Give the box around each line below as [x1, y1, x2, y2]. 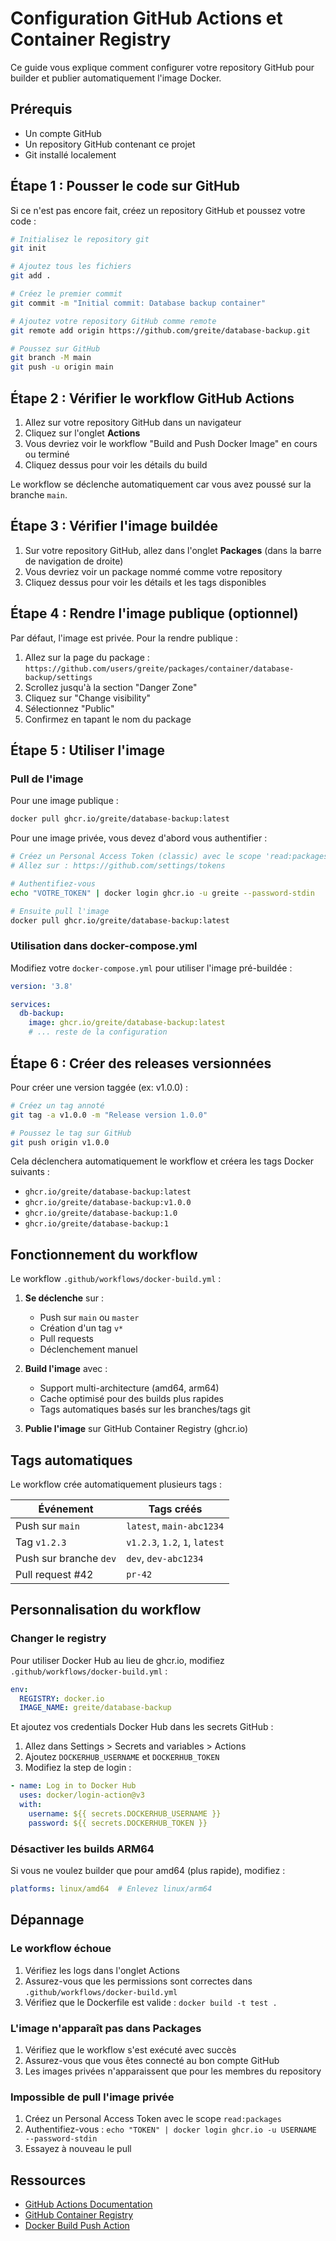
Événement [38, 1502, 94, 1516]
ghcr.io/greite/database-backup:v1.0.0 [24, 1198, 192, 1208]
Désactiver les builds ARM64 [10, 1842, 155, 1856]
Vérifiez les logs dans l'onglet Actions [24, 1964, 180, 1976]
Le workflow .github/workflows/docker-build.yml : [10, 1273, 222, 1285]
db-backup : [19, 1008, 65, 1019]
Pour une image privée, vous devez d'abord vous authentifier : [10, 832, 268, 844]
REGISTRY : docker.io [19, 1693, 105, 1704]
